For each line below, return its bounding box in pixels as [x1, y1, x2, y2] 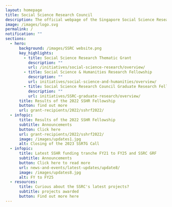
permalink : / [5, 27, 33, 32]
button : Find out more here [18, 194, 79, 199]
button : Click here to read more [18, 160, 91, 165]
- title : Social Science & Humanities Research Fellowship [24, 70, 153, 75]
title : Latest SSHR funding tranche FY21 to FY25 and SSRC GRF [18, 151, 157, 156]
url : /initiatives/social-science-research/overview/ [28, 65, 145, 70]
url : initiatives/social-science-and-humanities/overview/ [28, 79, 157, 84]
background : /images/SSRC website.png [18, 46, 102, 51]
